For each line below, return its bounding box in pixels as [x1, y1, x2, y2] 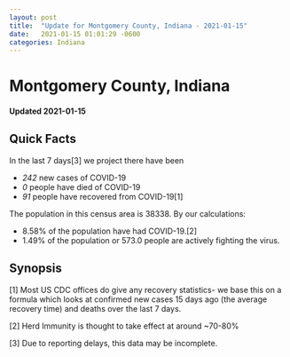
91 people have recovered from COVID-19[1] [21, 191, 184, 202]
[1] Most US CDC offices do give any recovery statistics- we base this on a [9, 284, 282, 295]
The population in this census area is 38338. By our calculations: [9, 208, 247, 218]
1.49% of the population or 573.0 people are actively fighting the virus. [21, 234, 280, 245]
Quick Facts [9, 131, 77, 147]
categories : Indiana [9, 37, 86, 47]
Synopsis [9, 261, 62, 276]
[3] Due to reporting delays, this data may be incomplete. [9, 337, 218, 348]
